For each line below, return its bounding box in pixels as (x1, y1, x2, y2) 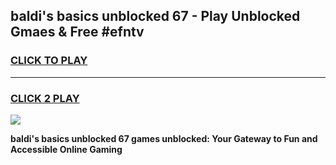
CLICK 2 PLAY (10, 91, 80, 105)
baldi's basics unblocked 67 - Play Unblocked (10, 8, 301, 25)
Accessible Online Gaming (10, 143, 123, 155)
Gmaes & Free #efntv (10, 24, 145, 41)
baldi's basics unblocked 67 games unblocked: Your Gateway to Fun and (10, 132, 318, 144)
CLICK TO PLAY (10, 54, 88, 68)
